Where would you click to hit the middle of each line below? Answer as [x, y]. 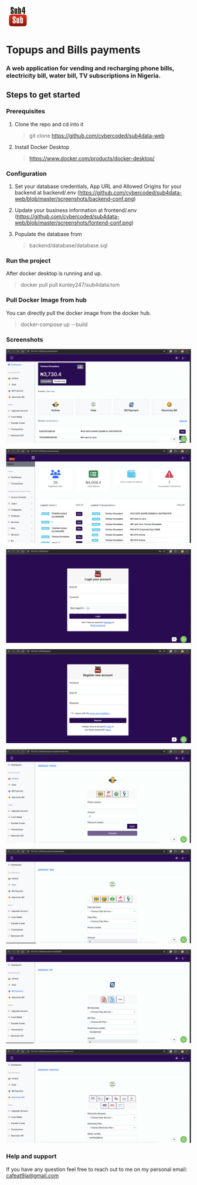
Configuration [26, 173]
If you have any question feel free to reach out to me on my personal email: [97, 1169]
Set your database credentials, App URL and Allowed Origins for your [98, 186]
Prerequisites [26, 112]
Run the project [28, 261]
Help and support [31, 1156]
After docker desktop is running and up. [54, 273]
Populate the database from [48, 234]
